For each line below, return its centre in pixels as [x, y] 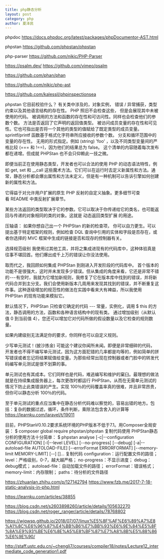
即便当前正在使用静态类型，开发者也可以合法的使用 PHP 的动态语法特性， [79, 164]
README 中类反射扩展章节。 [39, 199]
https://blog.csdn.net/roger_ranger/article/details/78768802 [65, 511]
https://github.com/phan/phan [35, 75]
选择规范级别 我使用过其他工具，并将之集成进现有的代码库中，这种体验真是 [81, 249]
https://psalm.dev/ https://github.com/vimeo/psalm [56, 66]
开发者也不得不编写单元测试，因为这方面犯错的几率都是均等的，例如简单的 [80, 352]
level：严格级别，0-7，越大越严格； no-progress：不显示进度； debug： [78, 460]
